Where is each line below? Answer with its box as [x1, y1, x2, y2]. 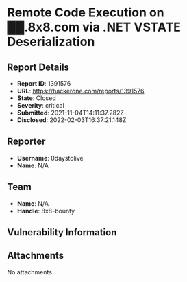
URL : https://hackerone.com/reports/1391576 [16, 87, 145, 95]
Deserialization [7, 34, 95, 49]
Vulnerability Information [7, 226, 117, 238]
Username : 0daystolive [16, 154, 84, 162]
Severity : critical [16, 102, 65, 109]
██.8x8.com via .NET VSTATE [7, 19, 182, 35]
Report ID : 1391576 [16, 80, 71, 87]
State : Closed [16, 94, 56, 102]
